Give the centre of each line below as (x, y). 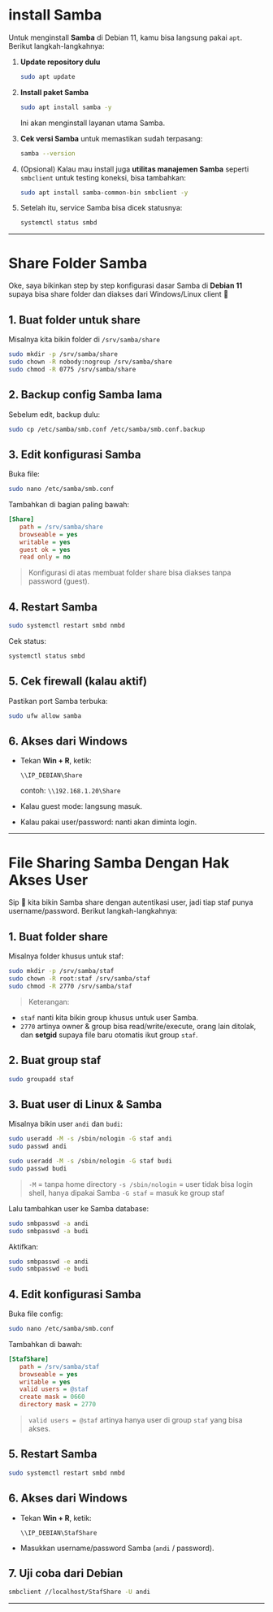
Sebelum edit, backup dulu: (54, 414)
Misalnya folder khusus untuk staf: (66, 956)
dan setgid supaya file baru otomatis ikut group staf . (109, 1035)
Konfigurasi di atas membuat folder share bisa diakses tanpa (130, 573)
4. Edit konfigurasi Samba (75, 1294)
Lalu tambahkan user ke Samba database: (78, 1208)
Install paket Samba (54, 92)
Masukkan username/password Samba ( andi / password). (117, 1548)
